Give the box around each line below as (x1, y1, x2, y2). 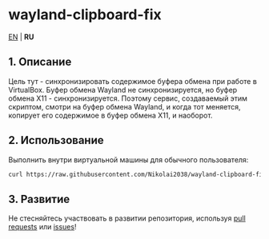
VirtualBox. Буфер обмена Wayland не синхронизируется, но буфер (8, 85, 238, 94)
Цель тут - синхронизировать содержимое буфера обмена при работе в (8, 76, 258, 86)
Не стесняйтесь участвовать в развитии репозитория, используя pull (8, 213, 246, 223)
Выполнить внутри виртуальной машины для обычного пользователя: (8, 154, 249, 165)
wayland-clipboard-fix (8, 6, 162, 24)
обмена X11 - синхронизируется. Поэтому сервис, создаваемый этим (8, 94, 248, 103)
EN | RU (8, 32, 34, 42)
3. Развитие (8, 192, 70, 205)
